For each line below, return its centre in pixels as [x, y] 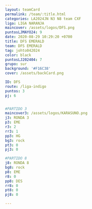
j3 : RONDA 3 [17, 118]
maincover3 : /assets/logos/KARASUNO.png [46, 113]
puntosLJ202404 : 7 [23, 60]
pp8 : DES [14, 181]
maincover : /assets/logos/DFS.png [40, 28]
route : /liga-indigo [26, 86]
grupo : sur [16, 64]
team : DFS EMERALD [23, 46]
